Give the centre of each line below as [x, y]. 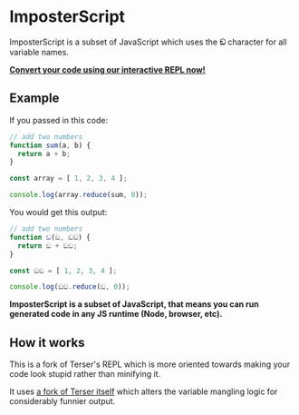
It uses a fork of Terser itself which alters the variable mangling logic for [144, 391]
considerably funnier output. [63, 401]
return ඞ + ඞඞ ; [48, 246]
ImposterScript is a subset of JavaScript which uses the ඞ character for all [148, 42]
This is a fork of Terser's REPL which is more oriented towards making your [150, 364]
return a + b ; [44, 153]
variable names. [39, 52]
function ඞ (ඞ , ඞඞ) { [50, 237]
